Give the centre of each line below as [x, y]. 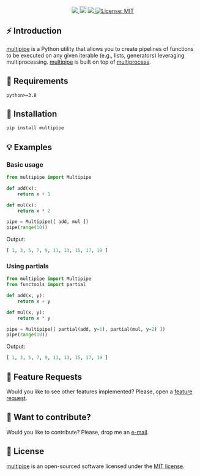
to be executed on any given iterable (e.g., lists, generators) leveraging [95, 55]
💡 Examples [29, 147]
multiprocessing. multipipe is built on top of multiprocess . [79, 62]
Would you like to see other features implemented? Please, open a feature [99, 391]
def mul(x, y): [26, 312]
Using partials [28, 266]
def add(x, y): [26, 296]
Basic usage [25, 164]
